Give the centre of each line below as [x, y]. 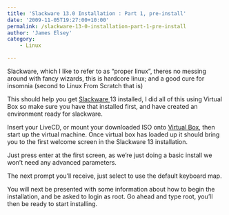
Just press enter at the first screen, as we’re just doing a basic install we [110, 155]
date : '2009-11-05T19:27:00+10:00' [58, 20]
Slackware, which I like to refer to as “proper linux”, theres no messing [107, 71]
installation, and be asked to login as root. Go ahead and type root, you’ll [110, 196]
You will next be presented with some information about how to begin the [111, 189]
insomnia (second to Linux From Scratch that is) [75, 86]
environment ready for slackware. [55, 114]
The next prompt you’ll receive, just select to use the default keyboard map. [114, 176]
